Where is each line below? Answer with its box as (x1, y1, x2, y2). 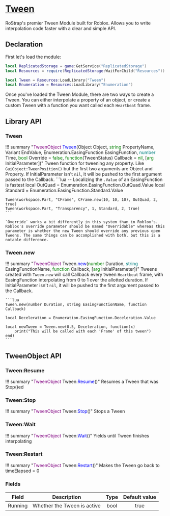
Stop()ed (5, 383, 24, 390)
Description (52, 494, 81, 501)
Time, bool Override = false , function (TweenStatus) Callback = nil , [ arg (5, 154, 154, 161)
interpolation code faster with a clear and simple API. (5, 25, 116, 31)
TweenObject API (5, 351, 62, 360)
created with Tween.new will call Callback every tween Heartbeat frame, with (5, 271, 163, 278)
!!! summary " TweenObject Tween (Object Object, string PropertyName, (5, 144, 155, 150)
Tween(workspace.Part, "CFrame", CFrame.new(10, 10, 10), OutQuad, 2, (5, 197, 158, 202)
